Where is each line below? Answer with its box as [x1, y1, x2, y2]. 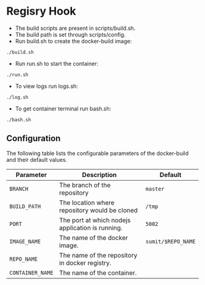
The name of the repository [59, 251, 137, 259]
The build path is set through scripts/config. [15, 31, 126, 38]
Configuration [6, 133, 61, 144]
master [145, 185, 165, 192]
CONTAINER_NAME [9, 269, 54, 276]
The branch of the [59, 181, 111, 189]
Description [82, 170, 117, 179]
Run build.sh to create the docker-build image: [15, 37, 132, 45]
